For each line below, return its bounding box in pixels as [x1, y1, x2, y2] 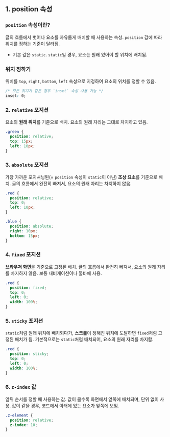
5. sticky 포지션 [5, 317, 43, 324]
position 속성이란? [5, 22, 51, 29]
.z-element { [5, 412, 33, 418]
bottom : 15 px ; [10, 233, 40, 239]
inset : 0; [5, 93, 27, 98]
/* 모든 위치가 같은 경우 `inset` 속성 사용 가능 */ [5, 88, 104, 93]
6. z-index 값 [5, 384, 37, 391]
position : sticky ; [10, 351, 50, 356]
